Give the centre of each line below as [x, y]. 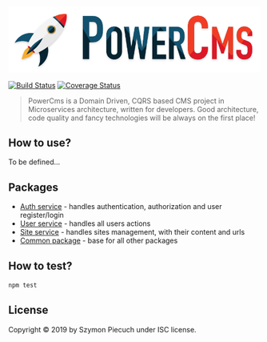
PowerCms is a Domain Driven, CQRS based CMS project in [126, 101]
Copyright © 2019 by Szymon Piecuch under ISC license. [103, 329]
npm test [23, 286]
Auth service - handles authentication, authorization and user [121, 207]
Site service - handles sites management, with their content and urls [132, 232]
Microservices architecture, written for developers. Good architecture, [143, 109]
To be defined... [34, 162]
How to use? [40, 143]
